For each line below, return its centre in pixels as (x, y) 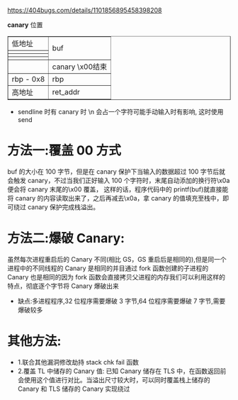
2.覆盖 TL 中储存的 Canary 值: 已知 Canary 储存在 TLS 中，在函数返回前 (122, 371)
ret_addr (66, 92)
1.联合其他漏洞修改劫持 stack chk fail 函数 (78, 362)
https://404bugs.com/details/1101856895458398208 (85, 10)
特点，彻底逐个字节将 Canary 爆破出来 (63, 286)
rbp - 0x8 (28, 79)
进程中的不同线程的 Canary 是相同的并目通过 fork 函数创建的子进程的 (108, 268)
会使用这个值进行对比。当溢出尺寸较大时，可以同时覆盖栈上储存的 (114, 379)
